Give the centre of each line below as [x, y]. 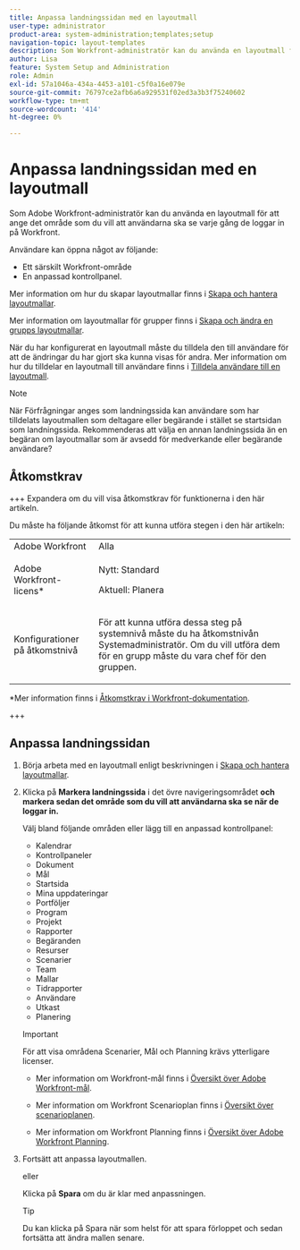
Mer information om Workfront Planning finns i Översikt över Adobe [159, 1132]
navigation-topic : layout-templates [77, 43]
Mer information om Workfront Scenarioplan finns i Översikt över [154, 1105]
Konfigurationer [46, 639]
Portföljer [52, 902]
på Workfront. [35, 233]
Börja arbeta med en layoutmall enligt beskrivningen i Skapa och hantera [156, 765]
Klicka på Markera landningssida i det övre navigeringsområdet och [148, 792]
